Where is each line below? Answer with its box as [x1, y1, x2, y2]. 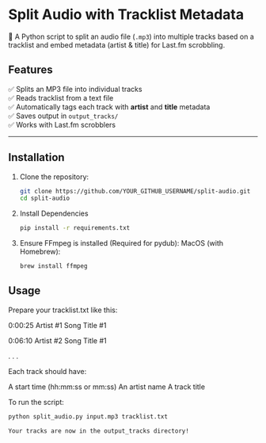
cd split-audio [19, 194, 70, 203]
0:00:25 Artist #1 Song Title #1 [8, 320, 107, 330]
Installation [8, 151, 65, 164]
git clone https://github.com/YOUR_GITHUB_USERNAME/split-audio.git [19, 187, 251, 195]
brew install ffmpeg [19, 262, 88, 270]
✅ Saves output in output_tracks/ [8, 111, 119, 120]
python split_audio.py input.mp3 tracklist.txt [8, 412, 169, 421]
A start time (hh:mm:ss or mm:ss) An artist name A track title [8, 382, 206, 391]
